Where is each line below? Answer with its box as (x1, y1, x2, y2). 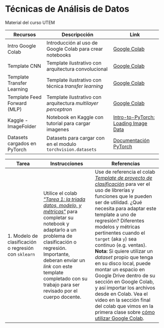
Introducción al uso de (46, 39, 98, 46)
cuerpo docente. (43, 293, 82, 300)
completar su (43, 214, 74, 221)
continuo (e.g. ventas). (95, 242, 147, 248)
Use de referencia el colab (95, 168, 155, 175)
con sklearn (7, 250, 35, 257)
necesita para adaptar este (95, 205, 157, 212)
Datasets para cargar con (46, 134, 105, 141)
